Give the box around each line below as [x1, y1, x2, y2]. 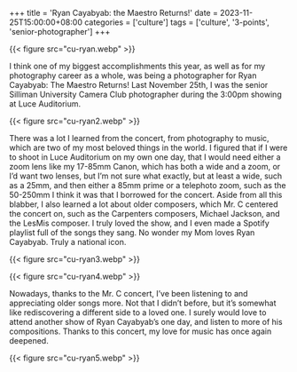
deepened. [9, 336, 49, 345]
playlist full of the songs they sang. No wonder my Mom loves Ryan [9, 227, 255, 238]
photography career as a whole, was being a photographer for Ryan [9, 70, 257, 81]
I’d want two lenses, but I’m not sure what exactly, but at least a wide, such [9, 170, 283, 181]
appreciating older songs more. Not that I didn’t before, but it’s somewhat [9, 297, 277, 308]
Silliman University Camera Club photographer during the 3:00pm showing [9, 89, 282, 99]
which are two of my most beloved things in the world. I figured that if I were [9, 142, 288, 153]
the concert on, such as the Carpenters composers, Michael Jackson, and [9, 209, 280, 218]
